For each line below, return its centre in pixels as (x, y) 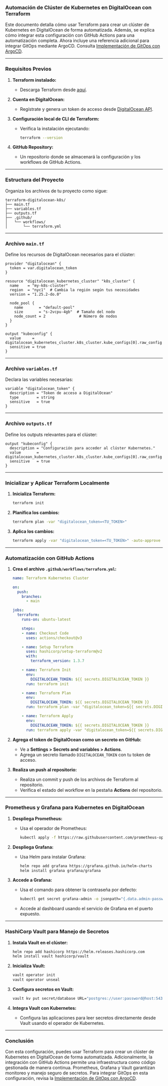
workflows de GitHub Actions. (50, 162)
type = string (32, 397)
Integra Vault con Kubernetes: (44, 1008)
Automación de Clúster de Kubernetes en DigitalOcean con (78, 8)
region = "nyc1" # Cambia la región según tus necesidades (75, 290)
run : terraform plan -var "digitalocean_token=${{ (80, 707)
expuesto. (30, 914)
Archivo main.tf (25, 244)
